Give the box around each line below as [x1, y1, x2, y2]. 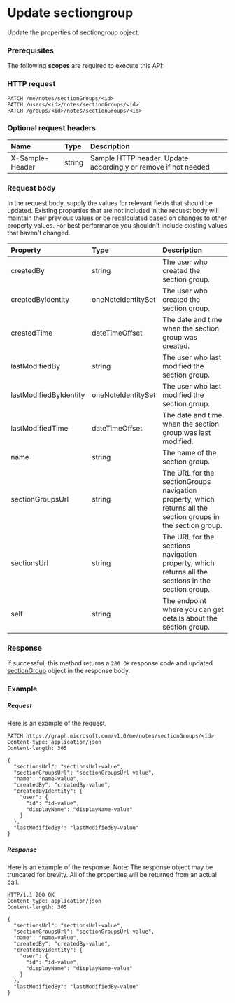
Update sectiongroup [7, 5, 134, 21]
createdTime [10, 328, 53, 338]
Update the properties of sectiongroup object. [7, 28, 140, 36]
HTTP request [7, 79, 56, 89]
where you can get [162, 604, 224, 614]
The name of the [162, 448, 217, 458]
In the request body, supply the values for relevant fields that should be [7, 199, 213, 207]
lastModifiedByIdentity [10, 390, 85, 400]
